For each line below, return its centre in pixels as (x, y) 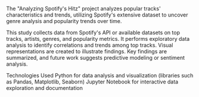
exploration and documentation (45, 88)
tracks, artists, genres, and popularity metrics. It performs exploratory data (98, 39)
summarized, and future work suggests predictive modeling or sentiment (96, 58)
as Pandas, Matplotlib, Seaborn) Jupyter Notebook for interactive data (92, 82)
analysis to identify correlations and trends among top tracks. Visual (90, 45)
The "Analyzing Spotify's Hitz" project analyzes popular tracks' (83, 9)
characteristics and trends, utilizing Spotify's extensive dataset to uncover (97, 15)
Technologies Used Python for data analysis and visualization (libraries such (100, 75)
